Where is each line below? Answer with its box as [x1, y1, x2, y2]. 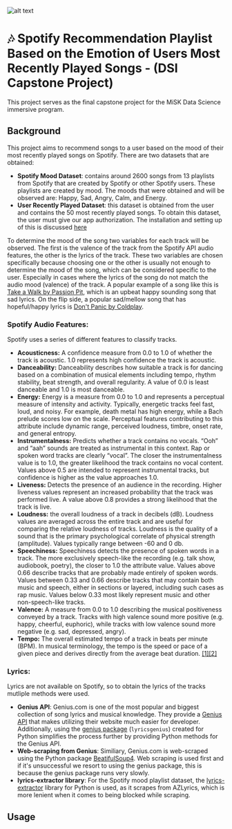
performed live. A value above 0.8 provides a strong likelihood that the [17, 496, 217, 504]
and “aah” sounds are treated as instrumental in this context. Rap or [17, 444, 211, 452]
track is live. [17, 503, 52, 511]
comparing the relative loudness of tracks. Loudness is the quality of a [17, 525, 218, 533]
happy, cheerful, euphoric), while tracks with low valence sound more [17, 620, 216, 628]
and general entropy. [17, 429, 77, 438]
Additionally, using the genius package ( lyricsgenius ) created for [17, 725, 204, 733]
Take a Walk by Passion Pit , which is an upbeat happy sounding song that [7, 287, 216, 296]
